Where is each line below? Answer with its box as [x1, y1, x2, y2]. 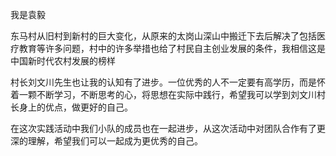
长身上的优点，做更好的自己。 [10, 101, 133, 113]
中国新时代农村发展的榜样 [10, 55, 116, 67]
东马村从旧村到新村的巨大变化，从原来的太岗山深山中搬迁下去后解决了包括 [10, 30, 317, 42]
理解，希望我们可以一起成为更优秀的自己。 [27, 135, 203, 147]
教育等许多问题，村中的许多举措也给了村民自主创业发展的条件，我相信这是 [18, 43, 326, 54]
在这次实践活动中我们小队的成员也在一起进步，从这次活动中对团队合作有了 [10, 123, 317, 134]
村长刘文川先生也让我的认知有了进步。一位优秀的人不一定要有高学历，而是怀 [10, 76, 326, 88]
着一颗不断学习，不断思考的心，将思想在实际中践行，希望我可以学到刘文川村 [10, 89, 326, 100]
